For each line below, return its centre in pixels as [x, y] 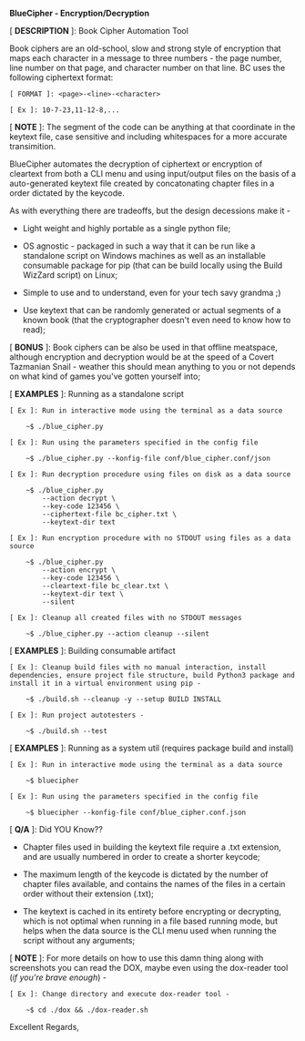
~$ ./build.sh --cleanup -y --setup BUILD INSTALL [124, 699]
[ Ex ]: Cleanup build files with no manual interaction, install [138, 668]
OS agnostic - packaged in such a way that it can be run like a [139, 246]
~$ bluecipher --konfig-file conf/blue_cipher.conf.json [136, 812]
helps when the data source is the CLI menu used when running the [149, 931]
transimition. [33, 146]
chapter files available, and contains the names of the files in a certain [154, 884]
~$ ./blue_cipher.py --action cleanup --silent [117, 634]
